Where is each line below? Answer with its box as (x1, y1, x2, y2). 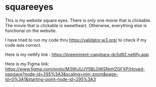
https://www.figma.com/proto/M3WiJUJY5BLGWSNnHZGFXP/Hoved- (5, 66, 145, 72)
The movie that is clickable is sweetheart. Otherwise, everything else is (5, 22, 147, 28)
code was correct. (5, 42, 42, 48)
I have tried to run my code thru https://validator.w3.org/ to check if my (5, 37, 147, 43)
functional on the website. (5, 28, 57, 33)
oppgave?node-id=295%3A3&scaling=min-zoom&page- (5, 71, 119, 77)
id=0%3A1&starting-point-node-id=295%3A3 (5, 76, 96, 82)
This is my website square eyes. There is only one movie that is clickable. (5, 17, 152, 23)
